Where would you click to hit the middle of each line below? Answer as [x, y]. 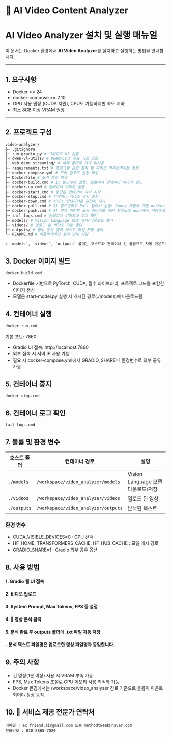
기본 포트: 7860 [21, 336]
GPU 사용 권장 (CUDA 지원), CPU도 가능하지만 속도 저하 [68, 103]
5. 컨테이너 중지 [28, 384]
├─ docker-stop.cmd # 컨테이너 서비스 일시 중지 [52, 197]
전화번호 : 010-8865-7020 [31, 731]
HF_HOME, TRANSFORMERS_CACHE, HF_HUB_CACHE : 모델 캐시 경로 [85, 543]
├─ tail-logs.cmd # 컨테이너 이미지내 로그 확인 [51, 216]
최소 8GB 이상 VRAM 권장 [39, 110]
